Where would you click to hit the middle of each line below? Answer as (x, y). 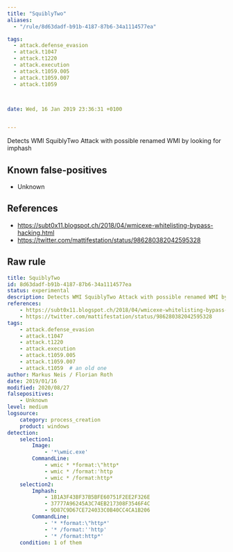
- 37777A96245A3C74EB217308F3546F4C (97, 504)
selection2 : (37, 484)
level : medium (28, 407)
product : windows (45, 426)
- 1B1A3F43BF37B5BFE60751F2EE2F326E (97, 497)
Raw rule (27, 262)
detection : (23, 433)
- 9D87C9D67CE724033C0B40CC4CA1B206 (97, 510)
